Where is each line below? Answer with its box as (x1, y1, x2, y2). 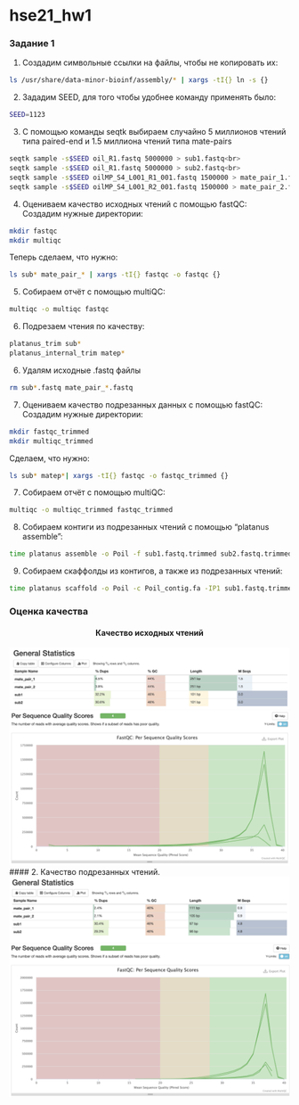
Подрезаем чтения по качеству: (21, 321, 145, 332)
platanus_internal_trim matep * (9, 349, 125, 358)
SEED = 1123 (9, 111, 46, 120)
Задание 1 (9, 37, 55, 50)
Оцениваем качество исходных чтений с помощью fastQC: (21, 198, 247, 210)
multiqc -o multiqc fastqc (9, 305, 109, 314)
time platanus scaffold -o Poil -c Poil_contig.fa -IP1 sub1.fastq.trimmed (9, 584, 296, 593)
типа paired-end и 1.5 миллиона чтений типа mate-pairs (21, 136, 232, 147)
